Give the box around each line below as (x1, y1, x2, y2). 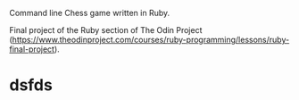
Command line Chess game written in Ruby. (9, 8, 170, 18)
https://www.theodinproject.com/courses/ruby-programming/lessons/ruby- (12, 35, 290, 45)
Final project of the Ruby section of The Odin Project (9, 25, 203, 35)
